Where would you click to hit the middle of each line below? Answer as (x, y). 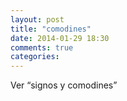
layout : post (37, 19)
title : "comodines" (51, 29)
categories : (35, 57)
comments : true (42, 47)
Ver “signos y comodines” (64, 85)
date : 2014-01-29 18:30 (60, 38)
